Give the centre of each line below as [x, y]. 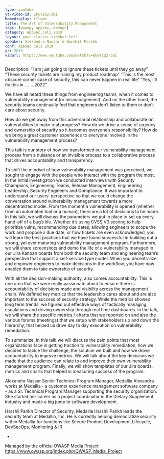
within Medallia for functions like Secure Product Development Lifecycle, [78, 422]
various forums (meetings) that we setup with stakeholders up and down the [82, 320]
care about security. [25, 110]
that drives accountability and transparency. [49, 161]
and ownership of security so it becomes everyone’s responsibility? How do [82, 130]
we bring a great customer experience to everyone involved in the [71, 135]
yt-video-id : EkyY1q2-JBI [31, 14]
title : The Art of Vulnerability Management [51, 23]
